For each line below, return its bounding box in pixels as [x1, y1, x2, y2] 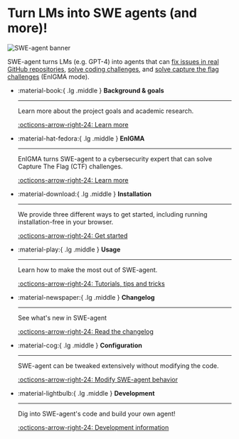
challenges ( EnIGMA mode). [7, 72, 90, 81]
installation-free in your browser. [17, 217, 114, 226]
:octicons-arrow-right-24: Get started [17, 231, 128, 239]
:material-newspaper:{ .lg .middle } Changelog [17, 293, 155, 301]
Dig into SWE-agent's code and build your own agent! [17, 409, 176, 418]
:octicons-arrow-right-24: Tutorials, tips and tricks [17, 279, 165, 288]
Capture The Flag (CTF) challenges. [17, 162, 123, 170]
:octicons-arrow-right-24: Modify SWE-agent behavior [17, 375, 178, 384]
